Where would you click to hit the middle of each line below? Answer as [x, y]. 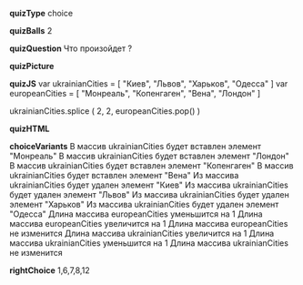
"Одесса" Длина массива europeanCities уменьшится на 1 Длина [136, 214]
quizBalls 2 [31, 31]
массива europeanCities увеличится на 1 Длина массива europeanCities [149, 224]
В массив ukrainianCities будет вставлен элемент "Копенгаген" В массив [151, 166]
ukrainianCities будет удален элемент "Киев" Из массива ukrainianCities [149, 185]
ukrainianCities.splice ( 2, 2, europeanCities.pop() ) [105, 111]
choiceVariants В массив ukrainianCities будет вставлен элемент [136, 146]
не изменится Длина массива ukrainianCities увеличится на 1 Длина [142, 233]
